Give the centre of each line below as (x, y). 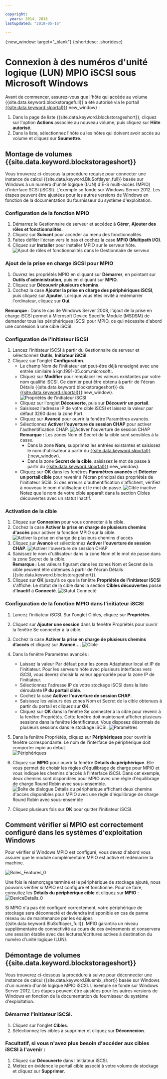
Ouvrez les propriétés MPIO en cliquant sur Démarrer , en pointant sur (84, 274)
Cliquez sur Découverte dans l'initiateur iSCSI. (60, 1060)
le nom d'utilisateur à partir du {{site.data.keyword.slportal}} (89, 451)
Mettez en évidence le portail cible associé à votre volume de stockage (85, 1066)
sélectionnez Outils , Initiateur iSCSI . (50, 355)
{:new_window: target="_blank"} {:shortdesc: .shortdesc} (64, 42)
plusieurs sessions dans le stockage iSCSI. (64, 727)
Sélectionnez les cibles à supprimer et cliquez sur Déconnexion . (79, 1030)
